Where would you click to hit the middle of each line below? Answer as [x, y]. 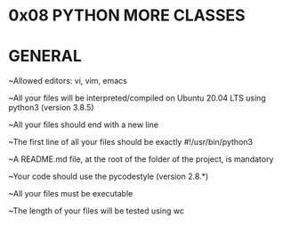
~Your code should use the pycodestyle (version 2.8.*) [109, 177]
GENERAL [45, 56]
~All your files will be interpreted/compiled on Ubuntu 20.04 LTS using [137, 98]
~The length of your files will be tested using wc [96, 211]
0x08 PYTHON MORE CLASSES [127, 16]
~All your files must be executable [71, 194]
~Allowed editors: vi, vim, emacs [68, 81]
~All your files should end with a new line [84, 125]
